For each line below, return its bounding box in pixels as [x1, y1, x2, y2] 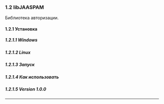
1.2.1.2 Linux [5, 49, 31, 55]
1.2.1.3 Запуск [5, 62, 35, 68]
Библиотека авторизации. [5, 15, 59, 21]
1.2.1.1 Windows [5, 37, 38, 43]
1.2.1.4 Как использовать [5, 74, 59, 80]
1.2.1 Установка [5, 26, 38, 32]
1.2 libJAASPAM [5, 4, 44, 11]
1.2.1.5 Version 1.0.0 [5, 86, 46, 92]
